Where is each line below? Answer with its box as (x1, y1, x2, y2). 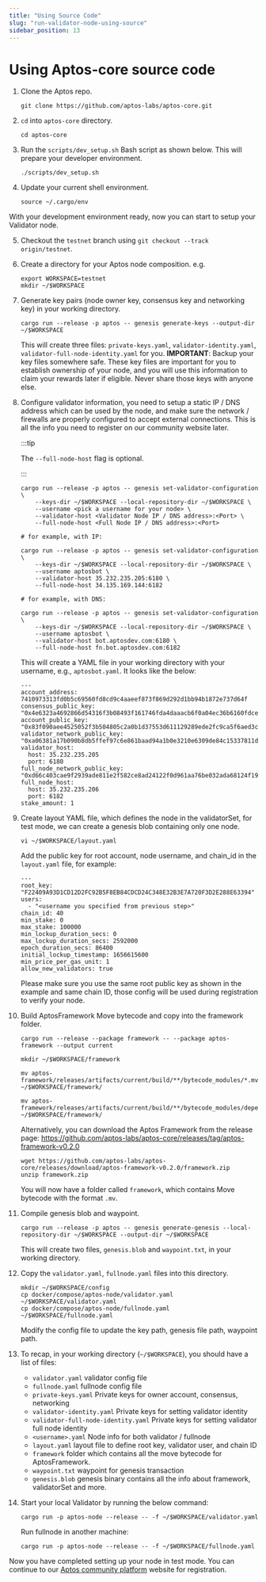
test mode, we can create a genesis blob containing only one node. (20, 822, 241, 831)
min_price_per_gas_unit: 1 (20, 958, 110, 966)
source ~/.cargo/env (20, 198, 89, 206)
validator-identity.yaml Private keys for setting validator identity (32, 1407, 248, 1416)
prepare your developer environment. (20, 154, 143, 163)
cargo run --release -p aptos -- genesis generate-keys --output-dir (20, 319, 256, 327)
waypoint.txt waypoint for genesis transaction (32, 1465, 184, 1475)
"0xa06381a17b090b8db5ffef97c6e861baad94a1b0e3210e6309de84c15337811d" (20, 737, 262, 745)
